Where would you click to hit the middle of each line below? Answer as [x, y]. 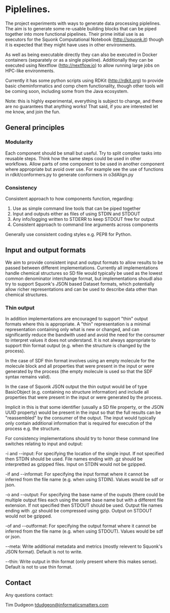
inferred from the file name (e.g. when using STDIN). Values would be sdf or [84, 480]
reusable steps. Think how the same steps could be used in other [73, 158]
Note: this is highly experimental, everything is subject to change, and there [84, 101]
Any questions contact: [29, 595]
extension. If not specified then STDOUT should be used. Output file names [84, 505]
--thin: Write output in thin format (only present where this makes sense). [81, 561]
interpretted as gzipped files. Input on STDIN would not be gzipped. [76, 464]
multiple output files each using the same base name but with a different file [84, 500]
